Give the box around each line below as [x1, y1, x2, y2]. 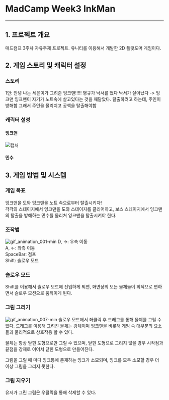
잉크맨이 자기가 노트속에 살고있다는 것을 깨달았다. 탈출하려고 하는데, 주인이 [14, 96, 161, 103]
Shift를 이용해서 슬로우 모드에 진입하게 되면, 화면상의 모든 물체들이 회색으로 [5, 284, 153, 290]
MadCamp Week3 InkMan [5, 3, 116, 15]
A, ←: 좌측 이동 [5, 245, 35, 251]
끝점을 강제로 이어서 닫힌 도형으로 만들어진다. [5, 346, 94, 352]
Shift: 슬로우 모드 [5, 258, 39, 264]
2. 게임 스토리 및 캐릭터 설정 [5, 61, 87, 70]
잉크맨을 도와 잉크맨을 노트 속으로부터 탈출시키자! [5, 199, 102, 206]
